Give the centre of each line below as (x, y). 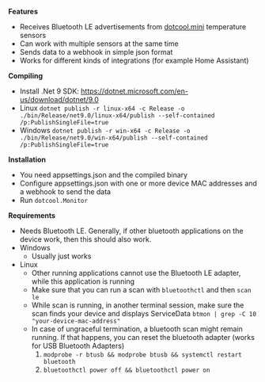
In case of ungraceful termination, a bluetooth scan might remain (137, 329)
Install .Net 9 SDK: (49, 91)
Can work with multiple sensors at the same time (99, 44)
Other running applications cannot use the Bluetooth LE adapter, (136, 273)
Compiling (26, 76)
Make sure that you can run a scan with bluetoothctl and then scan (141, 290)
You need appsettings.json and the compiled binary (104, 175)
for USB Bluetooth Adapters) (78, 346)
